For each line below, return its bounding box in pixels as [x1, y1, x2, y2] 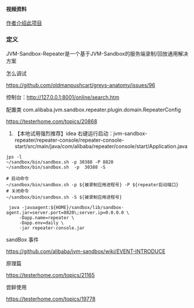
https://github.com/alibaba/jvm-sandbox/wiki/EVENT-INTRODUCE [6, 248, 165, 255]
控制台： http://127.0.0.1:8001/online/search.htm [6, 94, 120, 101]
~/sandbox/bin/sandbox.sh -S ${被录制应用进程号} [6, 194, 123, 200]
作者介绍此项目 [6, 19, 42, 26]
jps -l [6, 154, 22, 160]
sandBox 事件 [6, 236, 39, 243]
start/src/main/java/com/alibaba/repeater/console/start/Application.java [14, 142, 188, 149]
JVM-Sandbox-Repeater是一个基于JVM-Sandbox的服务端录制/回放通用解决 [6, 50, 189, 57]
